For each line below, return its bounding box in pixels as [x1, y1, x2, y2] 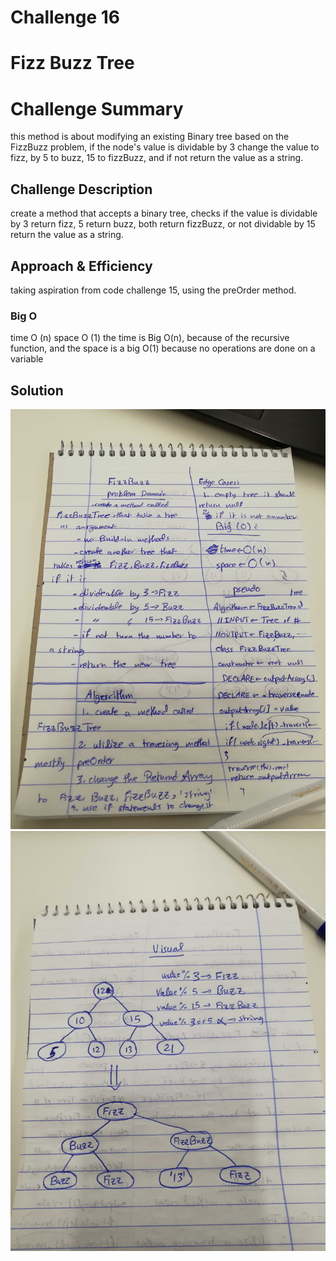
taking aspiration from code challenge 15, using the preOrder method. [10, 284, 297, 296]
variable [10, 353, 44, 365]
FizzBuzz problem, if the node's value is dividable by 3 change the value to [10, 141, 320, 153]
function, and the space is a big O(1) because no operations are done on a [10, 342, 316, 355]
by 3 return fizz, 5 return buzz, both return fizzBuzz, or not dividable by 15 [10, 218, 316, 230]
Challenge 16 [10, 6, 120, 29]
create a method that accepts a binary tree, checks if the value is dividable [10, 207, 318, 220]
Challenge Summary [10, 97, 184, 120]
